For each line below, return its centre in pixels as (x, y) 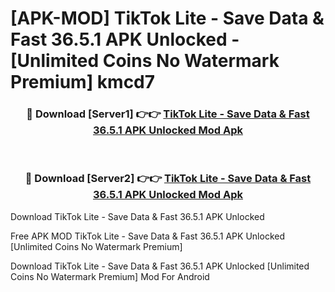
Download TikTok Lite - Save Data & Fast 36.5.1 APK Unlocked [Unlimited (160, 266)
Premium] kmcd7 (83, 82)
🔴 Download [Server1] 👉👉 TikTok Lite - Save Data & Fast (168, 114)
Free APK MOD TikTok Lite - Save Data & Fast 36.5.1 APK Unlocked (147, 236)
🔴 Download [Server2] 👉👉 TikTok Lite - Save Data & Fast (168, 179)
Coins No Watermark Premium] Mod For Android (110, 276)
